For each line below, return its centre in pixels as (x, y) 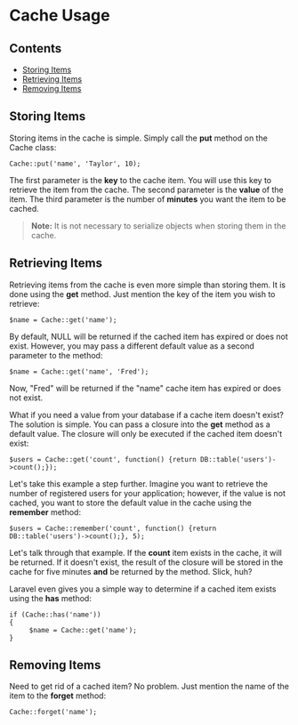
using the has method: (50, 598)
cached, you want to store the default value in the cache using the (130, 503)
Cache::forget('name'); (53, 713)
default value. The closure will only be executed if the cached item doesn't (146, 433)
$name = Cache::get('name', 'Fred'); (79, 371)
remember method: (45, 512)
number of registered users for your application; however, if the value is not (148, 493)
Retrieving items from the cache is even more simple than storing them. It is (148, 285)
